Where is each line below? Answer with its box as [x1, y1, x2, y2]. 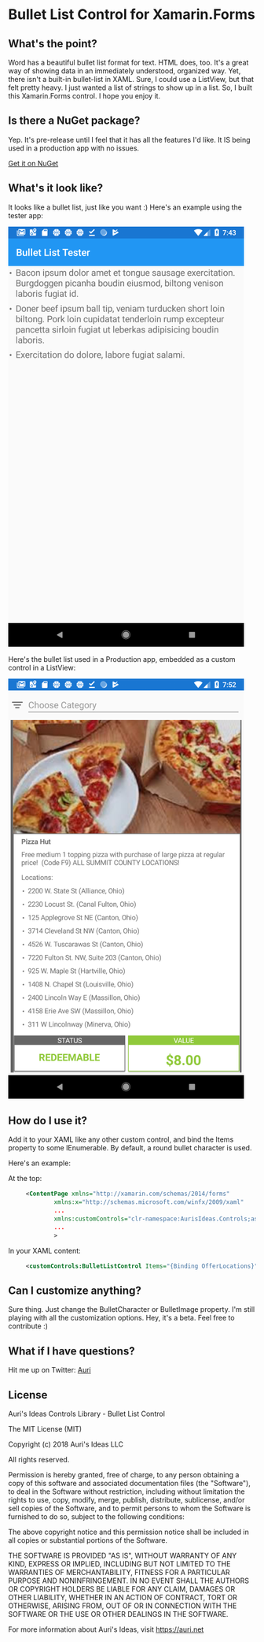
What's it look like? [8, 181, 104, 195]
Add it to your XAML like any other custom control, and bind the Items [8, 1135, 234, 1144]
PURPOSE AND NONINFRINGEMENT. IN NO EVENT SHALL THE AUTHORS [8, 1576, 250, 1585]
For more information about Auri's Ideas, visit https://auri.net [8, 1625, 204, 1634]
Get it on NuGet [8, 158, 59, 168]
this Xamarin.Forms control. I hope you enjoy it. [8, 91, 161, 100]
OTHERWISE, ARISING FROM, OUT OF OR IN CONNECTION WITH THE [8, 1601, 237, 1610]
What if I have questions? [8, 1344, 135, 1358]
